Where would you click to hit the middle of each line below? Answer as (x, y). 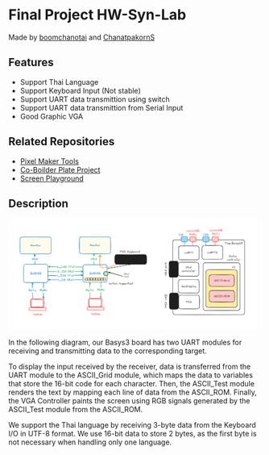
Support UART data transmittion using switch (95, 99)
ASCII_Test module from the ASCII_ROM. (76, 410)
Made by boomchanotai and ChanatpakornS (82, 37)
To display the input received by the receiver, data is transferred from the (130, 367)
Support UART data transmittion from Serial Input (101, 107)
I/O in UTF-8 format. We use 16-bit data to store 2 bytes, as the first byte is (132, 434)
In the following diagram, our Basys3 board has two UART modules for (125, 342)
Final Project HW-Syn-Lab (97, 15)
